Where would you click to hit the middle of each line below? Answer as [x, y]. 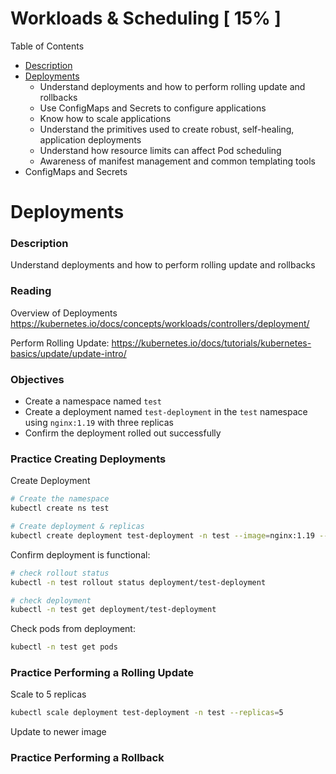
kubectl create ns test [60, 508]
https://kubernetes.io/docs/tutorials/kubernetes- [211, 343]
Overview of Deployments [64, 313]
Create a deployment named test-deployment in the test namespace [166, 412]
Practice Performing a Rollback [87, 758]
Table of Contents [47, 46]
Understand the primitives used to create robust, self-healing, [167, 129]
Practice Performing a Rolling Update [102, 673]
